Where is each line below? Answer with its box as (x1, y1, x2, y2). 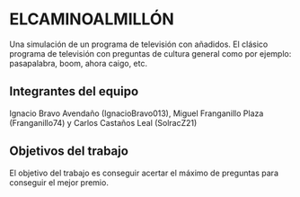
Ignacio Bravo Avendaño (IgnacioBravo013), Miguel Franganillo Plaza (9, 108, 264, 119)
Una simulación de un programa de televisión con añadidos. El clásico (9, 39, 269, 49)
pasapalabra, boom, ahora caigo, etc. (9, 58, 148, 68)
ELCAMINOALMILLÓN (9, 9, 175, 30)
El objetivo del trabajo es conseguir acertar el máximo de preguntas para (9, 167, 278, 178)
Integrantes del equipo (9, 84, 139, 99)
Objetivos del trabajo (9, 144, 128, 159)
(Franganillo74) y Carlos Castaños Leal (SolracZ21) (9, 117, 198, 128)
